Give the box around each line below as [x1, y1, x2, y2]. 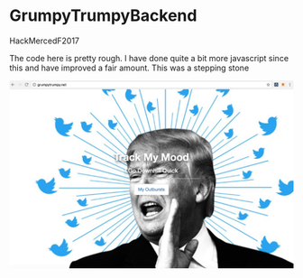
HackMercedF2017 [9, 35, 79, 46]
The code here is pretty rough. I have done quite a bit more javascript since [9, 52, 289, 63]
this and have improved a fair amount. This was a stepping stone [9, 62, 250, 73]
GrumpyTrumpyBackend [9, 5, 197, 26]
